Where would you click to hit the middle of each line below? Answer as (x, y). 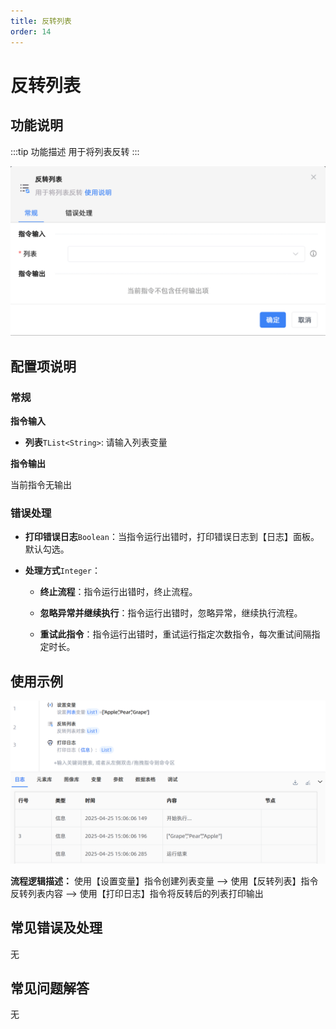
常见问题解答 (50, 988)
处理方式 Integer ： (62, 571)
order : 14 (31, 31)
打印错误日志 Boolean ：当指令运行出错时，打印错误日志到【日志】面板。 (172, 537)
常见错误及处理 (56, 928)
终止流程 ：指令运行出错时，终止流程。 (118, 592)
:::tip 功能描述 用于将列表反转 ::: (75, 151)
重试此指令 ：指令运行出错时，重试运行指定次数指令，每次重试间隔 (175, 634)
